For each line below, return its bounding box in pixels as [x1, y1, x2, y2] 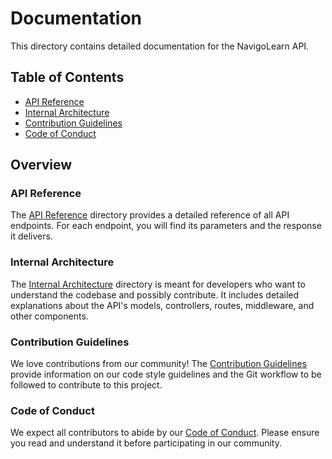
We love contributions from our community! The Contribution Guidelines [10, 358, 308, 370]
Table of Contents [10, 69, 125, 86]
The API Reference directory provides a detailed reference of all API [10, 209, 290, 221]
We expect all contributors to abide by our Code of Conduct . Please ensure [10, 427, 320, 439]
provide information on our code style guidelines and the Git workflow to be [10, 368, 322, 381]
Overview [10, 157, 73, 174]
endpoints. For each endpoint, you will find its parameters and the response [10, 220, 322, 232]
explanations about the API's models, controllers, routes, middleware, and [10, 299, 315, 311]
